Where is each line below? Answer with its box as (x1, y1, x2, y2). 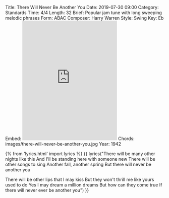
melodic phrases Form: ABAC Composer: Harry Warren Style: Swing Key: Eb (5, 15, 164, 21)
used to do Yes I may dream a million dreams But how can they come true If (5, 182, 162, 188)
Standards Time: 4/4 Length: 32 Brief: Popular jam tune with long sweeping (5, 10, 162, 16)
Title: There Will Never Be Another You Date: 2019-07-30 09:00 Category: (5, 5, 159, 10)
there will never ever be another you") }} (5, 187, 89, 193)
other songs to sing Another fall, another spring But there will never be (5, 161, 151, 167)
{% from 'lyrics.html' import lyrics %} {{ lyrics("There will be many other (5, 151, 155, 157)
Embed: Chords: (5, 136, 135, 142)
